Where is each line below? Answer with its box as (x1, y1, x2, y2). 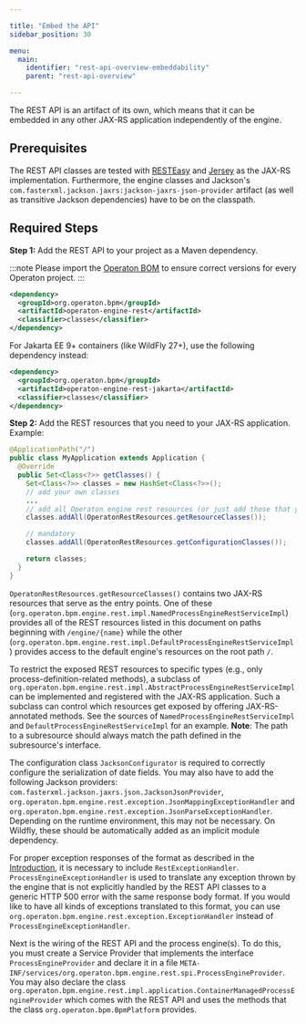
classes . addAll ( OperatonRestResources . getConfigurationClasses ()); (25, 538, 287, 547)
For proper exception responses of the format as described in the (9, 852, 255, 863)
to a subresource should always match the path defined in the (9, 729, 241, 740)
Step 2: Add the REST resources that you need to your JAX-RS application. (9, 418, 291, 429)
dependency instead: (9, 350, 89, 360)
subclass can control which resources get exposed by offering (9, 700, 244, 711)
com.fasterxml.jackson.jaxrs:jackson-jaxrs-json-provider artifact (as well (9, 184, 294, 195)
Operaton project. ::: (9, 272, 85, 283)
